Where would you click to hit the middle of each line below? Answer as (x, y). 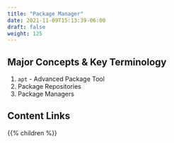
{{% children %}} (33, 133)
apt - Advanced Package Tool (61, 79)
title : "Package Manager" (45, 14)
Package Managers (46, 94)
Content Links (39, 116)
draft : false (27, 27)
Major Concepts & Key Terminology (87, 62)
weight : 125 (25, 33)
